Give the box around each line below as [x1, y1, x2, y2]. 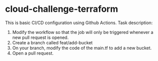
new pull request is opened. [12, 34, 69, 40]
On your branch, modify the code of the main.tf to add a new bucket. [12, 45, 152, 51]
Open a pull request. [12, 50, 54, 56]
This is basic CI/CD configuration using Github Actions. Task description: [5, 20, 153, 26]
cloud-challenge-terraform [5, 3, 118, 15]
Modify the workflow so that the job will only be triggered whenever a [12, 29, 154, 35]
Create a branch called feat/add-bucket [12, 39, 93, 45]
